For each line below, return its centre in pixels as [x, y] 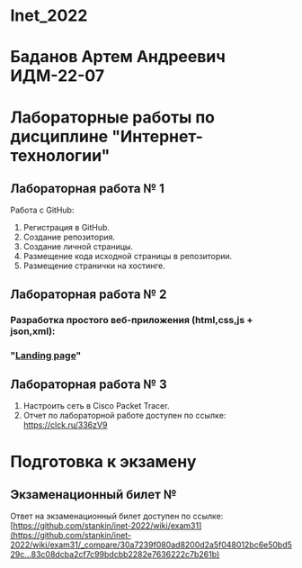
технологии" [60, 155]
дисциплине [59, 136]
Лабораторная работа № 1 [87, 189]
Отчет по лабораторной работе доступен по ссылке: [124, 416]
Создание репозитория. [69, 237]
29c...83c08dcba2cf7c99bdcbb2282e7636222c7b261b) [115, 554]
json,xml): [33, 331]
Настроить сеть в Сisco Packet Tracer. [96, 406]
